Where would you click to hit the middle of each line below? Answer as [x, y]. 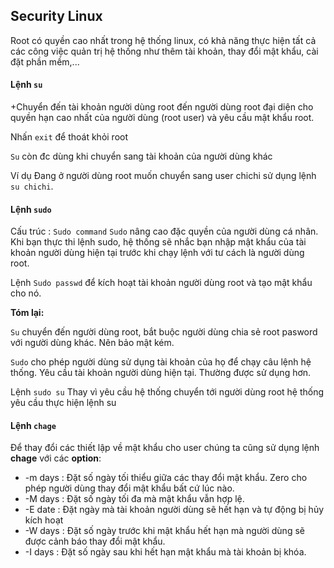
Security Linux [56, 16]
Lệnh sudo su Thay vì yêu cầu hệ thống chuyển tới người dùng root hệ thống [167, 392]
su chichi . [32, 186]
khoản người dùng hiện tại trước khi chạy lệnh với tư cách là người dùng [157, 253]
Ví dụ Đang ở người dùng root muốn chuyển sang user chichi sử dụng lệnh [163, 176]
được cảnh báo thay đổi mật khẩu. [95, 541]
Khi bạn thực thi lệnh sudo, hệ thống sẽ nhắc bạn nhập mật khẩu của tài [158, 242]
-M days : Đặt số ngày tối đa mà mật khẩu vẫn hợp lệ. [134, 499]
